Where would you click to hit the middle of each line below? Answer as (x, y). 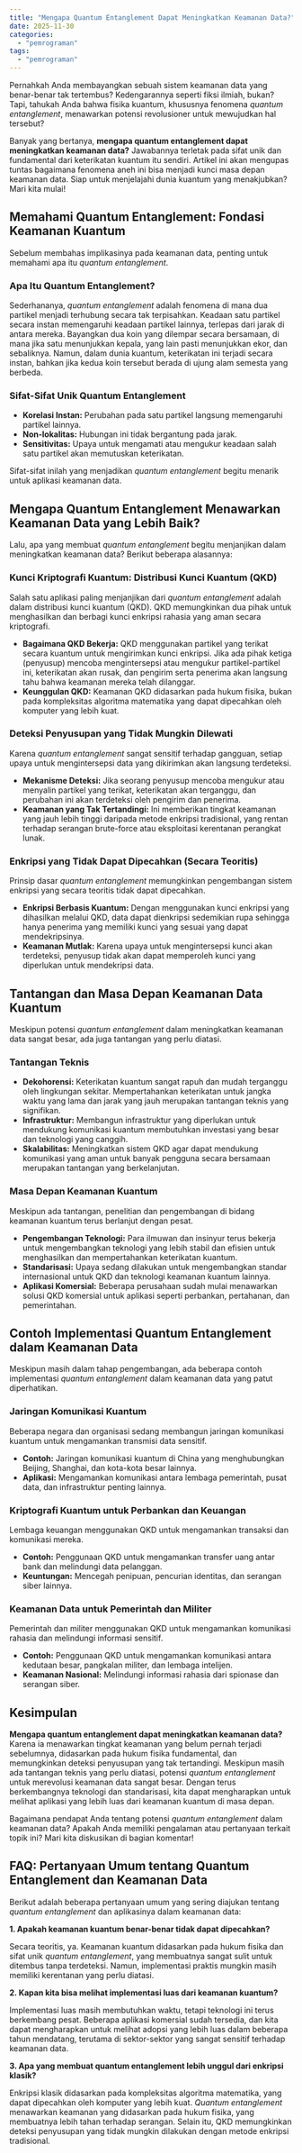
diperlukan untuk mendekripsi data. (88, 966)
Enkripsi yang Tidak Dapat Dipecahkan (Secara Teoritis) (134, 861)
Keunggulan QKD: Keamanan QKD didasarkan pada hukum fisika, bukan (157, 691)
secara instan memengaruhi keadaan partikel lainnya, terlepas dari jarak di (147, 324)
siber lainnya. (47, 1585)
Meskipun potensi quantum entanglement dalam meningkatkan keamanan (147, 1029)
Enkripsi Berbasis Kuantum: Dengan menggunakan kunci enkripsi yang (155, 908)
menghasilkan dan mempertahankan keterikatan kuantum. (130, 1257)
